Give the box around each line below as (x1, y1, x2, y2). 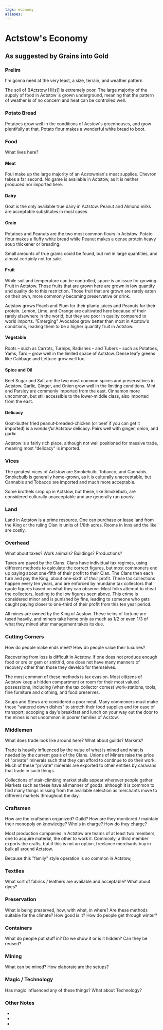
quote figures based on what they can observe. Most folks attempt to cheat (5, 586, 157, 592)
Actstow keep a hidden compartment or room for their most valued (5, 679, 139, 685)
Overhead (5, 539, 29, 546)
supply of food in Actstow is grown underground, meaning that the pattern (5, 92, 154, 98)
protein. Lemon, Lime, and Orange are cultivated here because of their (5, 308, 146, 313)
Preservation (5, 896, 36, 903)
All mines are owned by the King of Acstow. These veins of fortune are (5, 611, 146, 617)
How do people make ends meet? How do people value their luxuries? (5, 644, 145, 650)
